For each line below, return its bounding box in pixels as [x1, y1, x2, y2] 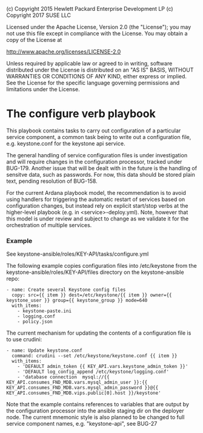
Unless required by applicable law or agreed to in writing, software [6, 60, 173, 67]
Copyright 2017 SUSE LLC [6, 12, 72, 19]
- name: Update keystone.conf [6, 347, 83, 354]
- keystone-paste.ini [17, 308, 72, 315]
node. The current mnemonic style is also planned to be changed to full [6, 414, 185, 421]
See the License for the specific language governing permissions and [6, 79, 180, 86]
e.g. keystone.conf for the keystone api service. [6, 140, 125, 147]
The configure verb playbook [6, 107, 156, 121]
